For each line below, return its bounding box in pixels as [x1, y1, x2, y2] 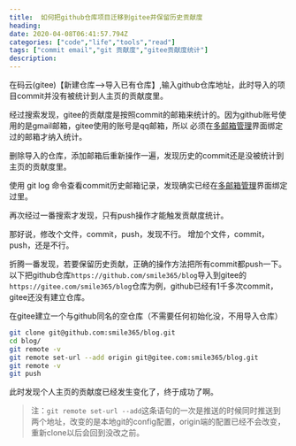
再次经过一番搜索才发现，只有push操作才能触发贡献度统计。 [9, 210, 229, 220]
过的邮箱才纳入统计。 [9, 132, 87, 142]
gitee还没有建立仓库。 [9, 292, 90, 302]
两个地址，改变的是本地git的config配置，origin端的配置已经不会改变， [30, 417, 285, 427]
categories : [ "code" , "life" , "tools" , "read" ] [9, 37, 176, 47]
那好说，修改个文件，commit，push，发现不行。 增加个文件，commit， [9, 229, 269, 239]
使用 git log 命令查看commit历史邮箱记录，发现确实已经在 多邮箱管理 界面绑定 [9, 181, 288, 190]
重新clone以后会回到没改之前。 [30, 427, 145, 438]
